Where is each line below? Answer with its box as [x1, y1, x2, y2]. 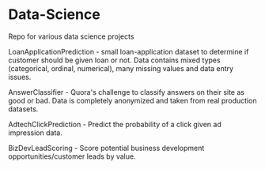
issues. [8, 72, 32, 81]
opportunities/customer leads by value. [8, 152, 136, 161]
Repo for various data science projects [8, 32, 134, 41]
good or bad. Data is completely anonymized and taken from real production [8, 96, 257, 105]
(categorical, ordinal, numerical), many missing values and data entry [8, 63, 234, 73]
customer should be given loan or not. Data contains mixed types [8, 55, 221, 65]
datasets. [8, 104, 39, 114]
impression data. [8, 128, 63, 137]
